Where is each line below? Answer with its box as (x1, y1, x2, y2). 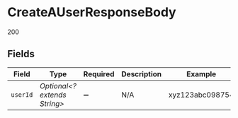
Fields (7, 48, 35, 60)
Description (121, 69, 161, 78)
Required (83, 69, 115, 78)
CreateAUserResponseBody (7, 4, 176, 20)
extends (40, 90, 67, 100)
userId (11, 90, 33, 99)
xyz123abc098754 (169, 90, 234, 100)
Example (186, 69, 217, 78)
